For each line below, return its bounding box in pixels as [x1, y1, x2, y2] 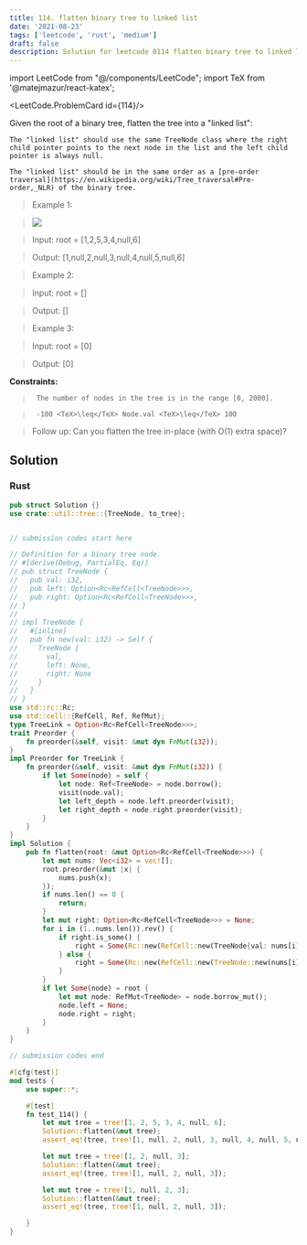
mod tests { [9, 1076, 55, 1085]
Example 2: [31, 270, 75, 281]
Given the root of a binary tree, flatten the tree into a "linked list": [9, 118, 253, 129]
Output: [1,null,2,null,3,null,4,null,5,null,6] [31, 252, 185, 263]
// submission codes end [9, 1051, 104, 1061]
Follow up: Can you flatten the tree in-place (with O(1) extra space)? [31, 426, 288, 437]
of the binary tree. [58, 184, 137, 193]
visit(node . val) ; [58, 788, 125, 797]
